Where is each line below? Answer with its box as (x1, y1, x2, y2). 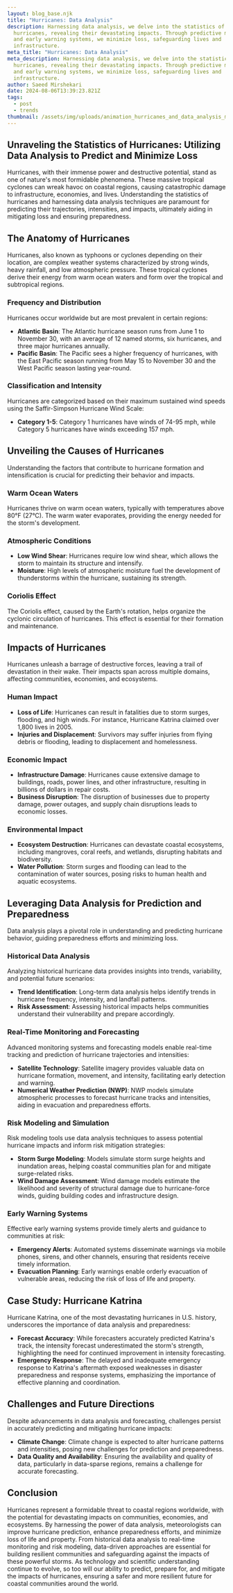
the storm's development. (7, 518, 81, 527)
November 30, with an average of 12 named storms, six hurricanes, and (17, 334, 222, 343)
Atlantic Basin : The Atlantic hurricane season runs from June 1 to (17, 327, 205, 335)
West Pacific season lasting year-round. (17, 363, 132, 372)
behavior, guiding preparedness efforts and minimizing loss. (7, 934, 179, 942)
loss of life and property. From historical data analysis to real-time (7, 1535, 196, 1543)
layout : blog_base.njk (7, 10, 73, 17)
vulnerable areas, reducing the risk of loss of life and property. (17, 1275, 196, 1283)
